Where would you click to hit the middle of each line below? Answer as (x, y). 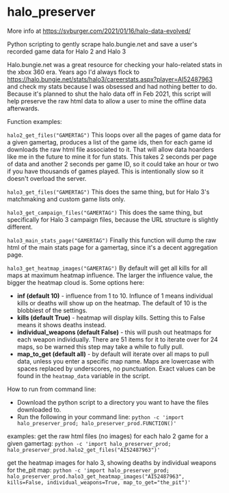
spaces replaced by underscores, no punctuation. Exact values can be (116, 368)
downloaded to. (39, 409)
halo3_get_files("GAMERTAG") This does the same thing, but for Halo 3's (108, 192)
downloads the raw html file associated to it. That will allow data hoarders (110, 149)
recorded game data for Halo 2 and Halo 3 (67, 51)
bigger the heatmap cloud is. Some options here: (76, 282)
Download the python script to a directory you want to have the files (113, 402)
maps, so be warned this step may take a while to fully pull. (100, 346)
